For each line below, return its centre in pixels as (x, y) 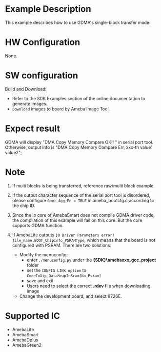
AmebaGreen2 (27, 345)
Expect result (32, 128)
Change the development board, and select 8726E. (70, 296)
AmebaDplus (25, 340)
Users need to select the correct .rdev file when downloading (89, 286)
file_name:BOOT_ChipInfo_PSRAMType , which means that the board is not (84, 240)
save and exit (40, 280)
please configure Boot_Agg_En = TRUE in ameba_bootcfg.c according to (83, 200)
